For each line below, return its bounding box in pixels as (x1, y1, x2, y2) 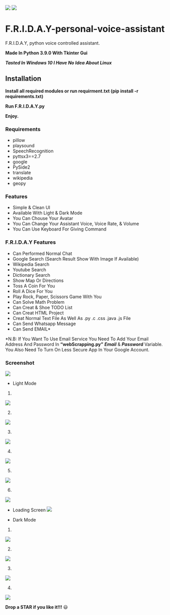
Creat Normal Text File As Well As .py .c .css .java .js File (12, 315, 131, 321)
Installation (5, 74, 41, 83)
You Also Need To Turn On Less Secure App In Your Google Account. (5, 346, 150, 352)
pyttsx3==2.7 (12, 153, 41, 159)
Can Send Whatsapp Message (12, 320, 76, 327)
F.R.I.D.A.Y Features (5, 239, 56, 246)
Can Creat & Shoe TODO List (12, 304, 73, 310)
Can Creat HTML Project (12, 310, 64, 316)
